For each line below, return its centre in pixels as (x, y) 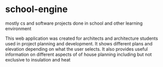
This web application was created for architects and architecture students (82, 38)
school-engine (36, 9)
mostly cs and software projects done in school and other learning (74, 23)
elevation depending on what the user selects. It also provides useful (76, 49)
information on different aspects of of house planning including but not (78, 54)
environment (18, 28)
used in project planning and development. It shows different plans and (79, 43)
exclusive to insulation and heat (38, 59)
